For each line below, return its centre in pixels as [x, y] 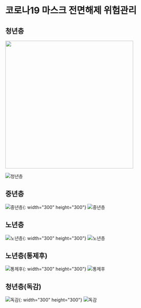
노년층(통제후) [26, 256]
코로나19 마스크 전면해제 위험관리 [71, 10]
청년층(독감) [24, 287]
